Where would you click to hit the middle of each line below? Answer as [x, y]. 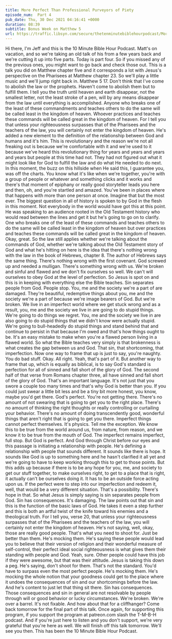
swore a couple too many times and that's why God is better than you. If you [86, 386]
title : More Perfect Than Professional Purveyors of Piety [70, 10]
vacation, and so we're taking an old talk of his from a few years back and [83, 54]
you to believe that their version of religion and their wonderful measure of [84, 544]
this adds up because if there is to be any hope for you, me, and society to [84, 468]
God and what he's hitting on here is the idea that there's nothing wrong [81, 250]
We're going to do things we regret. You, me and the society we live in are [83, 315]
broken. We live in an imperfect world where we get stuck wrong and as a [83, 304]
